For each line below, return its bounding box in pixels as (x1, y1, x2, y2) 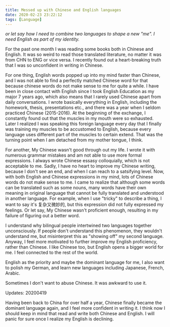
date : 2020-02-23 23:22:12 (5, 12, 62, 17)
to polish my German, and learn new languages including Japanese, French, (5, 265, 164, 271)
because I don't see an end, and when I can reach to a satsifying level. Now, (5, 168, 164, 174)
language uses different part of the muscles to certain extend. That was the (5, 132, 163, 138)
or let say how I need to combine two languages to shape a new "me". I (5, 31, 155, 37)
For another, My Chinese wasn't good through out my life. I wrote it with (5, 147, 156, 153)
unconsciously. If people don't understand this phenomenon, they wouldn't (5, 228, 162, 234)
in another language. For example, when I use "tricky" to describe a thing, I (5, 195, 162, 201)
